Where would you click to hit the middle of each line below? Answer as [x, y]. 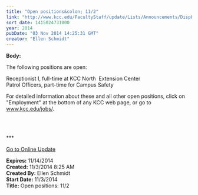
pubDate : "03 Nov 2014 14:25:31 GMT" [52, 34]
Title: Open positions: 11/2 [38, 186]
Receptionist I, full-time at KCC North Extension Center [73, 78]
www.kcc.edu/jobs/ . [30, 109]
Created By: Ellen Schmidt [38, 173]
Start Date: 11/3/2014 [32, 179]
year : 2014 [19, 28]
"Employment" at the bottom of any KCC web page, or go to [79, 103]
